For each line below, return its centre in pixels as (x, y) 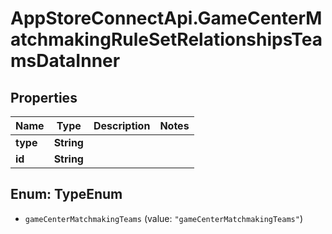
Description (122, 125)
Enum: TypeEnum (66, 194)
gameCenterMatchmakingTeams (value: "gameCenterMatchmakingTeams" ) (164, 218)
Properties (44, 97)
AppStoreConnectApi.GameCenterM (166, 18)
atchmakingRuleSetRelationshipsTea (166, 39)
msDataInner (65, 61)
